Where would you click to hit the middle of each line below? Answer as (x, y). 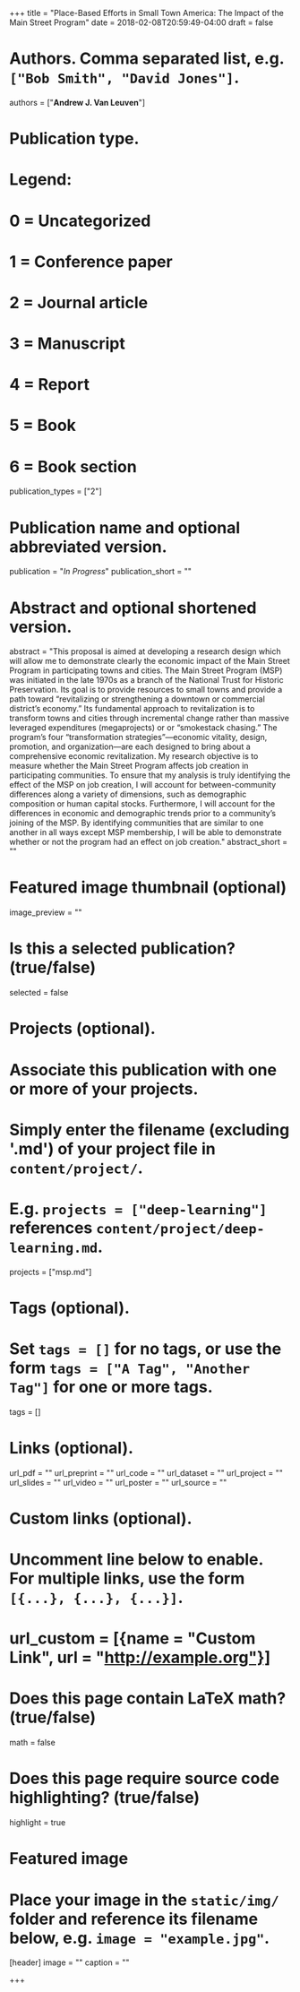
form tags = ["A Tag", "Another (130, 1368)
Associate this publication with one (143, 1069)
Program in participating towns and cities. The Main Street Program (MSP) (146, 670)
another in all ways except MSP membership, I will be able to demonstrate (146, 832)
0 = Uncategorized (80, 221)
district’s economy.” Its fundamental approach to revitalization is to (132, 709)
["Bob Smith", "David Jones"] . (124, 78)
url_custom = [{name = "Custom (133, 1638)
